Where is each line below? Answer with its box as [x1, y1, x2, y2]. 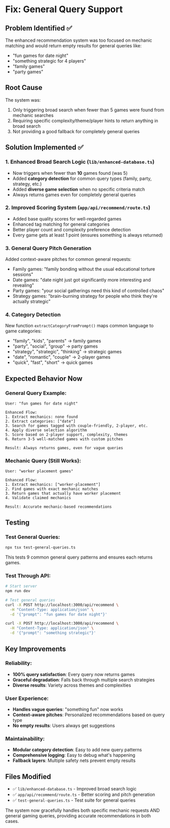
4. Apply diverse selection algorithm [5, 428, 87, 433]
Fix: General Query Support [5, 4, 123, 15]
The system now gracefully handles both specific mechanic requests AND [5, 807, 160, 814]
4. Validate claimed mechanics [5, 496, 71, 501]
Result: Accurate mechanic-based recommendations [5, 504, 112, 509]
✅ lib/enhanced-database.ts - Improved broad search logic [12, 786, 137, 792]
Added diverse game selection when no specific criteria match [12, 186, 145, 192]
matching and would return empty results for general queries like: [5, 43, 142, 49]
